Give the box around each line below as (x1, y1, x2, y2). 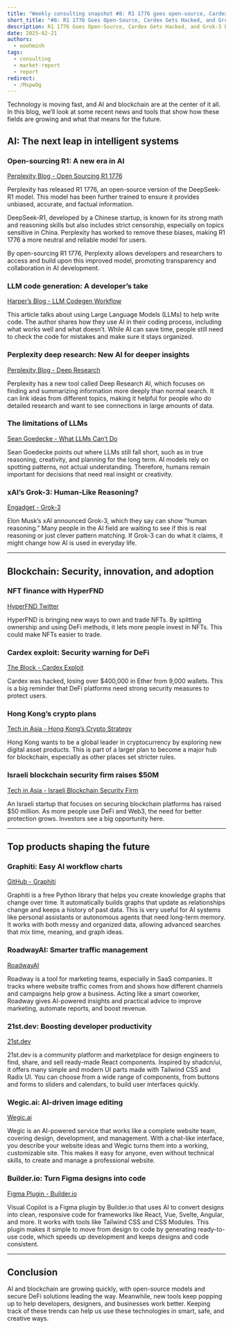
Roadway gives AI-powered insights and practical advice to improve (7, 996, 202, 1005)
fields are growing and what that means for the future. (7, 115, 162, 124)
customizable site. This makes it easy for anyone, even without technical (7, 1149, 214, 1157)
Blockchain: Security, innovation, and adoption (7, 566, 214, 577)
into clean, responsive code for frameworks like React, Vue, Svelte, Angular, (7, 1210, 224, 1219)
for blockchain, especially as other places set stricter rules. (7, 753, 176, 761)
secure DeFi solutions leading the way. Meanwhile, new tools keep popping (7, 1292, 223, 1301)
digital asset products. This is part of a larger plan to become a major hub (7, 745, 217, 754)
